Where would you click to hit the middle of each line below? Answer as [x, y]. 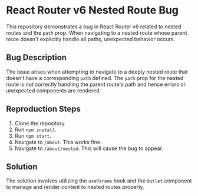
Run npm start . [33, 135]
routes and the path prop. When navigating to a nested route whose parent [97, 32]
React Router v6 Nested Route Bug [92, 10]
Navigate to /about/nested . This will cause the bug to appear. [89, 148]
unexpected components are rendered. [54, 90]
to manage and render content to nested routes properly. [75, 187]
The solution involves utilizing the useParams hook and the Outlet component [99, 181]
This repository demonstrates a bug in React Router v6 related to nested [94, 26]
